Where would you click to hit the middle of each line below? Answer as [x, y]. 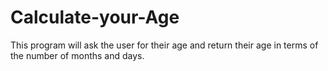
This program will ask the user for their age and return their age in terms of [164, 45]
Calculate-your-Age [95, 17]
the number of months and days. [77, 55]
